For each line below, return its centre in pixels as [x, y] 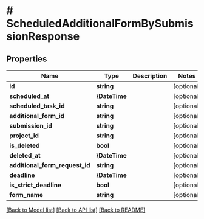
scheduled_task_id [37, 106]
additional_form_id [37, 116]
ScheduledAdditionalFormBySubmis [100, 23]
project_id [24, 136]
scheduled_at [29, 96]
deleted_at [25, 155]
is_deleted [25, 145]
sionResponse [43, 36]
